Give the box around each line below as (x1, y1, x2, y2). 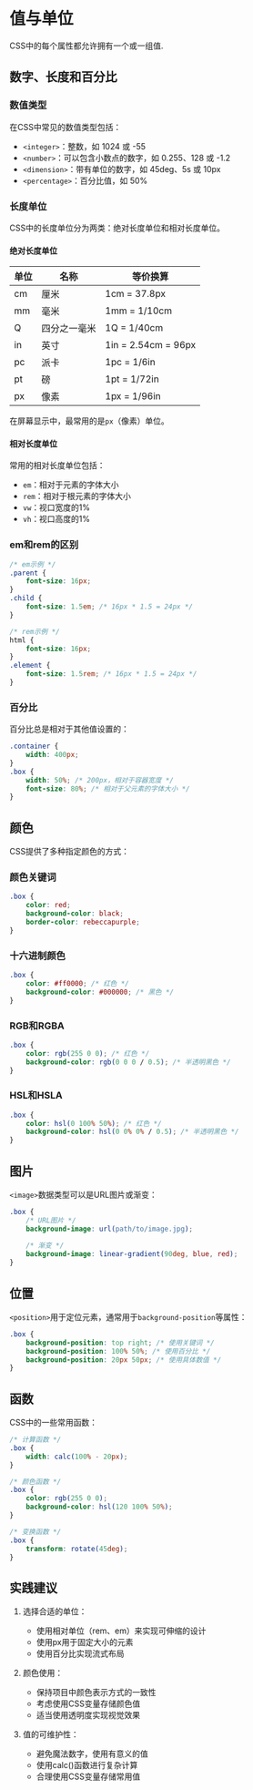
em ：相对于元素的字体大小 (22, 479, 120, 490)
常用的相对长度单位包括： (9, 460, 106, 471)
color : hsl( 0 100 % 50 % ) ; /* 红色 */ (25, 1119, 162, 1128)
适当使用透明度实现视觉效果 (35, 1710, 141, 1721)
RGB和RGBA (9, 1019, 66, 1032)
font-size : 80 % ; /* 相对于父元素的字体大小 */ (25, 784, 191, 793)
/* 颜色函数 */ (9, 1477, 62, 1486)
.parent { (9, 568, 47, 578)
